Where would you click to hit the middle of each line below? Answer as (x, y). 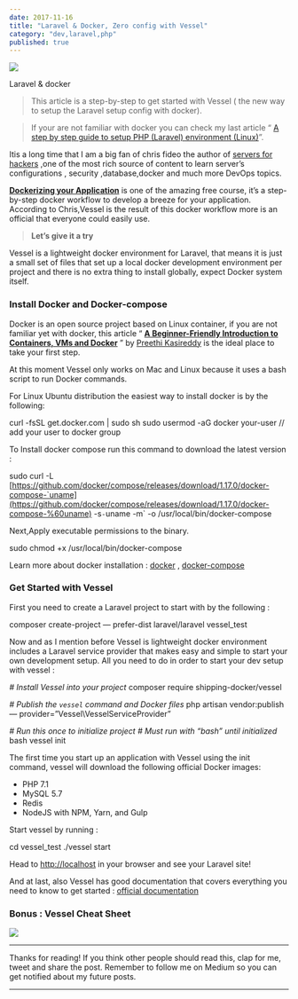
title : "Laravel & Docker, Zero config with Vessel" (109, 26)
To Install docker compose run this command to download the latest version (148, 449)
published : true (39, 42)
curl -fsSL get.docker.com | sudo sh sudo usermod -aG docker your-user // (147, 422)
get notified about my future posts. (73, 977)
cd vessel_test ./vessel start (60, 846)
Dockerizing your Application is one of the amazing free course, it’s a (137, 191)
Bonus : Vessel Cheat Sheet (70, 913)
